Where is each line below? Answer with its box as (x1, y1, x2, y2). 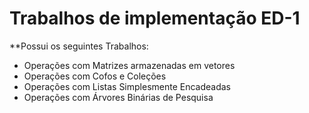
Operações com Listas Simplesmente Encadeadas (23, 80, 232, 92)
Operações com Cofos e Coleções (23, 70, 167, 82)
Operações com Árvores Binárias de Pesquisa (23, 91, 214, 103)
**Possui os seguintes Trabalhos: (9, 40, 149, 52)
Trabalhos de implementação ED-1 (9, 7, 301, 30)
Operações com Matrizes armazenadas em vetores (23, 59, 236, 71)
